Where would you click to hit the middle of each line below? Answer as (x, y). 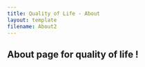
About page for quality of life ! (73, 54)
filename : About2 (32, 26)
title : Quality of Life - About (54, 13)
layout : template (32, 20)
